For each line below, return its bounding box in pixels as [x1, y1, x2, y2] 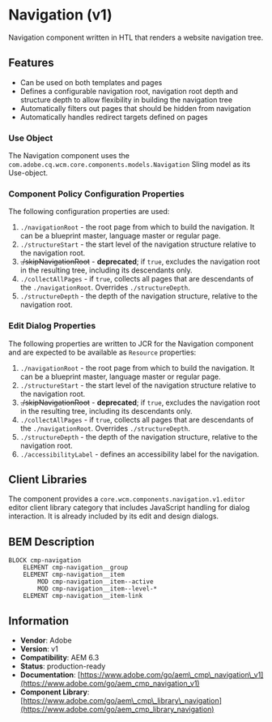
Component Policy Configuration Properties [8, 188, 185, 200]
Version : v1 [19, 644, 58, 654]
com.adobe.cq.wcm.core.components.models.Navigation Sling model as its [8, 160, 251, 170]
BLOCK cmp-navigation [8, 557, 82, 565]
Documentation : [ [19, 670, 81, 680]
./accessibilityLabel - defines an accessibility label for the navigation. [19, 449, 259, 459]
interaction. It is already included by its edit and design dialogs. [8, 511, 219, 521]
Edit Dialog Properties [8, 320, 96, 332]
